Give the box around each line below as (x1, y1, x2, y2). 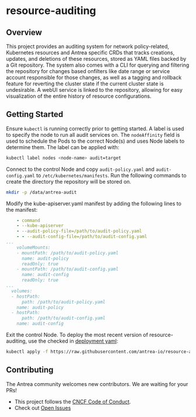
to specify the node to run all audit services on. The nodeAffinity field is (6, 131, 180, 138)
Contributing (6, 365, 54, 375)
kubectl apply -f (6, 349, 48, 355)
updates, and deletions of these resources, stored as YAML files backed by (6, 56, 187, 62)
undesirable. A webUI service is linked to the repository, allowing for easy (6, 87, 183, 93)
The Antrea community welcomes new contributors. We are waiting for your (6, 380, 188, 387)
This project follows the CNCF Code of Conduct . (14, 398, 131, 405)
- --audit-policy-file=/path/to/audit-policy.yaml (16, 228, 142, 235)
